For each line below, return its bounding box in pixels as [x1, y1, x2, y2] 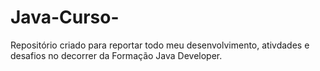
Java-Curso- [10, 6, 120, 29]
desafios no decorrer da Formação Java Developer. [10, 49, 223, 61]
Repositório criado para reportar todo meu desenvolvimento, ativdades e [10, 39, 310, 51]
